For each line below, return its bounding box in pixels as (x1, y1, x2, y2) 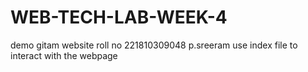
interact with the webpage (10, 49, 118, 61)
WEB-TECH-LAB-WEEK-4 (10, 6, 228, 29)
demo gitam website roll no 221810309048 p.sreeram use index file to (10, 39, 298, 51)
